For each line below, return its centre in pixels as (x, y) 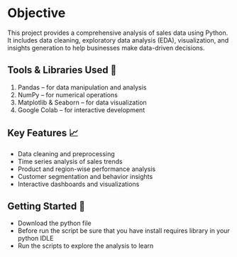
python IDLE (35, 239)
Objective (37, 13)
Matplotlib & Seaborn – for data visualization (82, 102)
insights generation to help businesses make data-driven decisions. (106, 48)
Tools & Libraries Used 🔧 (62, 70)
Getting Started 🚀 (46, 206)
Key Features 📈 (43, 133)
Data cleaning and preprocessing (66, 153)
